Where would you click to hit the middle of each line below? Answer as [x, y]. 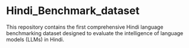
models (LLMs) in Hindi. [35, 39]
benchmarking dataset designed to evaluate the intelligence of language [95, 33]
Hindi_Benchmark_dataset [73, 11]
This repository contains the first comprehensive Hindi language [85, 27]
